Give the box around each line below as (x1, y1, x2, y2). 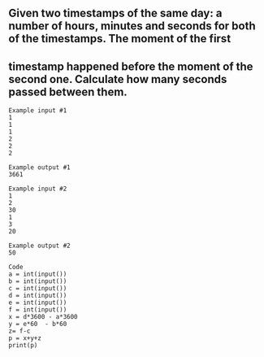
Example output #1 (8, 163, 71, 172)
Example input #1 (8, 107, 67, 115)
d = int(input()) (8, 292, 67, 300)
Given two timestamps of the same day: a (8, 7, 223, 20)
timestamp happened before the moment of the (8, 59, 253, 73)
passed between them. (8, 85, 128, 98)
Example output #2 (8, 242, 71, 250)
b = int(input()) (8, 277, 67, 285)
